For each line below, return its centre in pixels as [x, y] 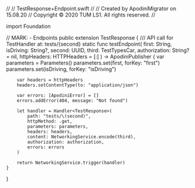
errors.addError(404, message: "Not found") [72, 101]
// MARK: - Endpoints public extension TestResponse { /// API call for [90, 38]
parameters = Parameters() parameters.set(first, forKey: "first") [83, 63]
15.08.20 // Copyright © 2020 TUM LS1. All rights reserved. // [81, 15]
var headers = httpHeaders [50, 80]
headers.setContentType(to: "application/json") [78, 85]
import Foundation [29, 26]
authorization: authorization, [66, 142]
